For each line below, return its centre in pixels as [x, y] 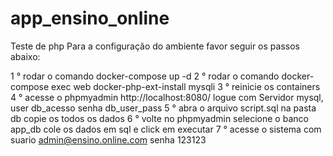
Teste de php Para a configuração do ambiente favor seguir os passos [155, 46]
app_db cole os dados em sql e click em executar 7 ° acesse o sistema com [166, 129]
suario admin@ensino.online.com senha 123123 [108, 139]
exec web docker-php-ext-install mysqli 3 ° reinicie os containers [186, 86]
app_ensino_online [90, 18]
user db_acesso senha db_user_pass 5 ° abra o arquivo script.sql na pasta [163, 108]
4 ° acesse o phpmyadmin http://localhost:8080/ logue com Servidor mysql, [167, 97]
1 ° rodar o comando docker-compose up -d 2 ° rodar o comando [145, 76]
